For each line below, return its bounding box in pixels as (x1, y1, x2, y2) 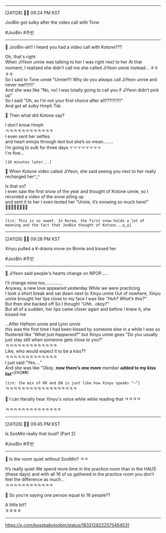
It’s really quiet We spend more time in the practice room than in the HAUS (5, 466, 157, 472)
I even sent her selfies (5, 133, 50, 139)
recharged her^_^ (5, 174, 40, 179)
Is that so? (5, 183, 26, 189)
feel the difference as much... (5, 476, 65, 482)
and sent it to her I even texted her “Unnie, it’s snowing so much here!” (5, 199, 149, 205)
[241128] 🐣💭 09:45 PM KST (5, 421, 60, 427)
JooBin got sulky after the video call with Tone (5, 19, 100, 25)
